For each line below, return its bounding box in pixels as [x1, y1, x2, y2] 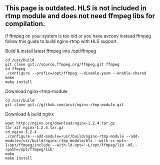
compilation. [5, 19, 45, 28]
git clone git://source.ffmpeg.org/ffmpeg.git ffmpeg [5, 62, 120, 67]
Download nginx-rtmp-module [5, 88, 67, 94]
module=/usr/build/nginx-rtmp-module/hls [5, 138, 93, 143]
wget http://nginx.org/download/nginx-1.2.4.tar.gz [5, 120, 115, 125]
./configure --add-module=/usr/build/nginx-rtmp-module [5, 133, 124, 139]
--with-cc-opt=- [94, 138, 128, 143]
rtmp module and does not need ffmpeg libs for [5, 12, 155, 20]
